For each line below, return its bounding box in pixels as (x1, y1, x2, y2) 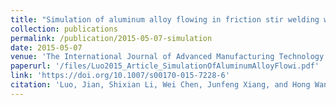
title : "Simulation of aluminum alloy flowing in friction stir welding (10, 14, 320, 25)
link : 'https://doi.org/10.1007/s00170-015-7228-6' (10, 71, 230, 81)
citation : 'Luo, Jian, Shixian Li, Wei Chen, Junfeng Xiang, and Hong (10, 80, 311, 90)
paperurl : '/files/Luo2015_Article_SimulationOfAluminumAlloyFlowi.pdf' (10, 61, 320, 71)
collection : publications (10, 24, 118, 34)
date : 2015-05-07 (10, 42, 83, 53)
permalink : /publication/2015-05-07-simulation (10, 33, 213, 43)
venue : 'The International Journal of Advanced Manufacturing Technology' (10, 52, 329, 62)
